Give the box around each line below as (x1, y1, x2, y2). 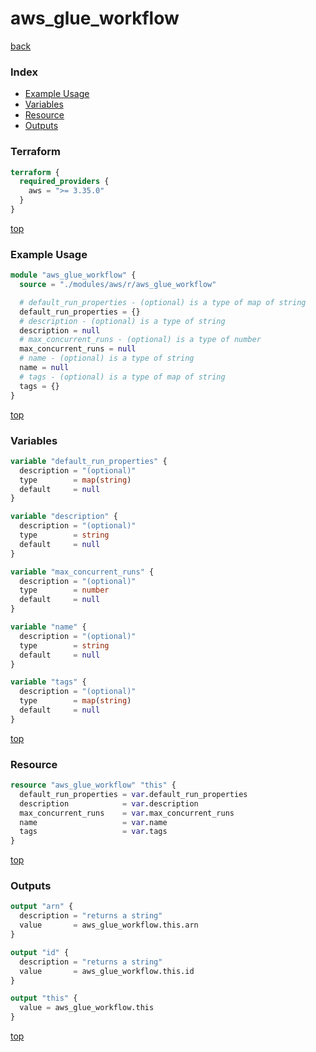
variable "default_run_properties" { (10, 456, 168, 466)
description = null (19, 325, 101, 336)
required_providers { (19, 177, 110, 187)
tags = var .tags (19, 827, 168, 837)
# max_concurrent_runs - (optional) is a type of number (19, 335, 262, 345)
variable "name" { (10, 622, 87, 632)
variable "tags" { (10, 677, 87, 687)
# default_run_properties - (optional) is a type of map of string (19, 297, 307, 307)
